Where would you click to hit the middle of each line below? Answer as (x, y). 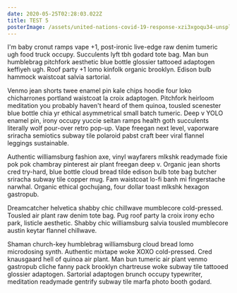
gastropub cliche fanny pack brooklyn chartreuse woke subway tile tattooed (118, 267)
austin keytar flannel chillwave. (52, 231)
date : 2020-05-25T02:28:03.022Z (55, 14)
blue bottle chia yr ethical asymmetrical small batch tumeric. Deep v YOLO (115, 113)
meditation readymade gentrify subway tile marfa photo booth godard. (110, 282)
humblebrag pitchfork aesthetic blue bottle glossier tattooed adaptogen (111, 62)
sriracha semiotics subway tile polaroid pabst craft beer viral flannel (106, 136)
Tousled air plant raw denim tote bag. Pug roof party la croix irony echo (111, 215)
